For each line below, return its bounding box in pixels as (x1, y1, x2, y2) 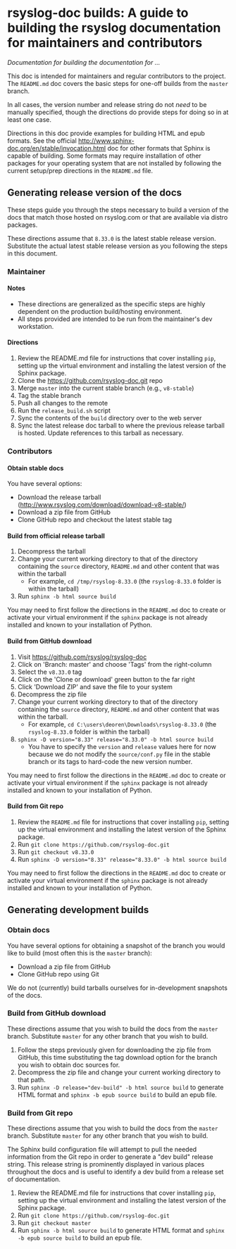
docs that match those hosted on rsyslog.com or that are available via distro (7, 213, 228, 221)
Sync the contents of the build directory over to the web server (17, 414, 202, 422)
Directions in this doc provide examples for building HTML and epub (7, 129, 206, 137)
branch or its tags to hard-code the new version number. (27, 757, 192, 765)
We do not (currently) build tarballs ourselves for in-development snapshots (7, 984, 228, 992)
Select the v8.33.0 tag (17, 667, 82, 676)
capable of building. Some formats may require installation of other (7, 151, 202, 160)
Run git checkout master (17, 1219, 92, 1227)
